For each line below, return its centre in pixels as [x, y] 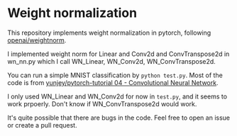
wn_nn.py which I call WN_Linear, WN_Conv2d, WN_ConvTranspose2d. [112, 61]
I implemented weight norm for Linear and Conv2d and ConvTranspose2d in [118, 54]
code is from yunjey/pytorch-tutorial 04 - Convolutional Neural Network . [113, 82]
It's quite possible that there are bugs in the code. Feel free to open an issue [119, 118]
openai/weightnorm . [37, 40]
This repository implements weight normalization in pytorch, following [109, 33]
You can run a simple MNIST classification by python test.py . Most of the [115, 75]
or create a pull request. [42, 125]
